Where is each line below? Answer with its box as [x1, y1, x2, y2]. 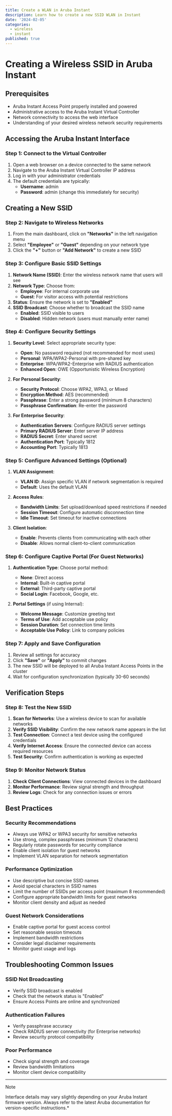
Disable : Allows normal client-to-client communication [20, 540, 136, 546]
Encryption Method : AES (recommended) [20, 391, 109, 398]
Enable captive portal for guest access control [12, 924, 111, 930]
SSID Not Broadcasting [5, 976, 63, 983]
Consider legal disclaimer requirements [12, 940, 96, 946]
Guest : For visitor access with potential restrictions [20, 293, 128, 299]
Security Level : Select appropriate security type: [12, 339, 116, 346]
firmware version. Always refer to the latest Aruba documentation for [5, 1100, 150, 1106]
